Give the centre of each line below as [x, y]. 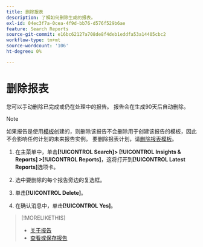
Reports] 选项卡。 [37, 167]
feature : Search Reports [37, 29]
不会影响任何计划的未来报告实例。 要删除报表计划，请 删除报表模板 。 [92, 139]
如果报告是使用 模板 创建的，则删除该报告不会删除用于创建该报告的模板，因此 [101, 131]
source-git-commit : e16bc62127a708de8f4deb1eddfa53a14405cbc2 [86, 35]
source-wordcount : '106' [37, 46]
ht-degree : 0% [24, 52]
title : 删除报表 [25, 12]
